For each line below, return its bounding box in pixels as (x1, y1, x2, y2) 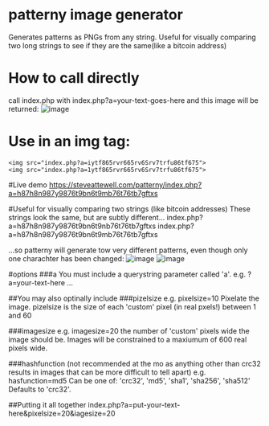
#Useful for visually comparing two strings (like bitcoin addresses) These (8, 203, 251, 214)
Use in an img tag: (8, 133, 131, 150)
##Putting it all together (8, 399, 87, 409)
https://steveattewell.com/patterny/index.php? (49, 179, 202, 190)
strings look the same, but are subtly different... (8, 212, 165, 222)
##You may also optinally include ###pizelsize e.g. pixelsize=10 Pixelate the (8, 293, 259, 303)
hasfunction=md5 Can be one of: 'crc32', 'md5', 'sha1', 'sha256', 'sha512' (8, 375, 251, 385)
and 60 (8, 310, 32, 320)
